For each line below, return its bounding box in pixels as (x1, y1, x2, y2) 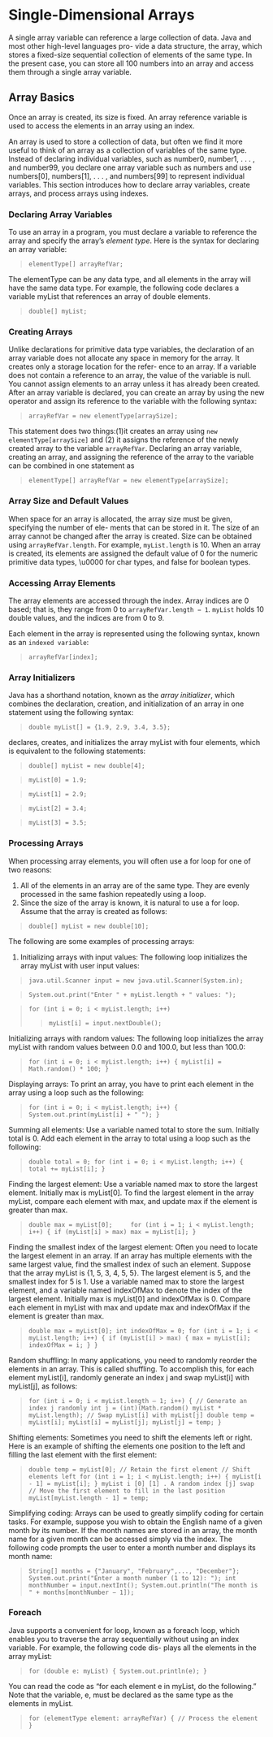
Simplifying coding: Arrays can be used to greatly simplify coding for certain (8, 1508, 264, 1518)
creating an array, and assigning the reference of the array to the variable (8, 453, 254, 462)
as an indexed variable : (8, 637, 89, 647)
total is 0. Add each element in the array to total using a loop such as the (8, 1133, 251, 1143)
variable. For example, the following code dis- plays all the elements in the (8, 1643, 258, 1653)
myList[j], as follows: (8, 1381, 78, 1391)
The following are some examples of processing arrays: (8, 936, 195, 946)
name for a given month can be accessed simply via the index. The (8, 1534, 233, 1544)
